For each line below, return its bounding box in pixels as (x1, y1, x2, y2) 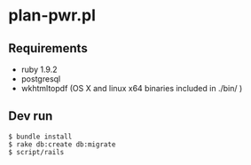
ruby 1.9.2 (20, 64, 58, 75)
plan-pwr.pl (8, 5, 97, 26)
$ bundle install (8, 132, 73, 141)
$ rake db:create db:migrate (8, 139, 116, 149)
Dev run (8, 108, 53, 124)
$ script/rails (8, 147, 65, 156)
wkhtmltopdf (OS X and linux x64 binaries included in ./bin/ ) (20, 83, 243, 93)
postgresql (20, 74, 61, 84)
